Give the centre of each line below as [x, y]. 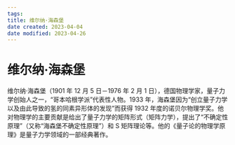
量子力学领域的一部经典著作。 [69, 134]
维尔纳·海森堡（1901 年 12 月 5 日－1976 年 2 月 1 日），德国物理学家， [107, 91]
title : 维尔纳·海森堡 [36, 20]
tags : [15, 14]
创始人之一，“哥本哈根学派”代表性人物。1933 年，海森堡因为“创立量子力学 [120, 99]
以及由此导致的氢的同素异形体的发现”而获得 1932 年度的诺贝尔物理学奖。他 [116, 109]
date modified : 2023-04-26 [47, 33]
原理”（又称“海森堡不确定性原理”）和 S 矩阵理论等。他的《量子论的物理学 [113, 126]
